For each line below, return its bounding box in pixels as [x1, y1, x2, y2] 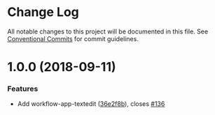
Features [7, 84, 39, 94]
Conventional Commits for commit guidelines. [7, 34, 139, 43]
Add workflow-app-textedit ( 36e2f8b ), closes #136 [17, 100, 165, 108]
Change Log [7, 4, 79, 20]
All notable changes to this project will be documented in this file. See [7, 27, 209, 36]
